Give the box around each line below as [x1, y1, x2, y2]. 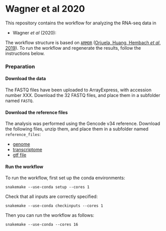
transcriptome [12, 147, 42, 153]
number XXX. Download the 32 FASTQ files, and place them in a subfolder [5, 92, 161, 98]
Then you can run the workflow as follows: [5, 212, 94, 218]
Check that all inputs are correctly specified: [5, 193, 98, 200]
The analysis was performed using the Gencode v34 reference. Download [5, 120, 160, 127]
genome [12, 141, 30, 147]
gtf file [12, 152, 26, 158]
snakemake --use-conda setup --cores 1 [5, 185, 90, 190]
